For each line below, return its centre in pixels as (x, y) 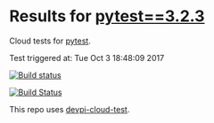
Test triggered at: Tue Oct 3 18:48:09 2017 (87, 58)
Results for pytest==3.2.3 (107, 16)
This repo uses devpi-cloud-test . (70, 109)
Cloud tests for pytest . (50, 41)
